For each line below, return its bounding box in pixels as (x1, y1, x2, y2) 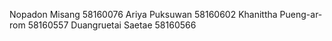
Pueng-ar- (279, 9, 323, 20)
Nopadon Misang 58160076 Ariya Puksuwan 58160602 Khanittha (9, 9, 278, 20)
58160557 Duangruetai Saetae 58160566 (27, 19, 197, 31)
